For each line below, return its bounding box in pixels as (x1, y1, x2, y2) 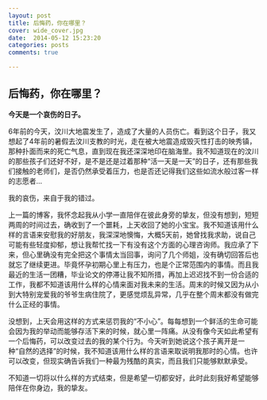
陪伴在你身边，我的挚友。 (8, 383, 92, 392)
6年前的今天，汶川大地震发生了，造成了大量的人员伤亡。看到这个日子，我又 (8, 126, 257, 136)
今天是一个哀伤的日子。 (8, 109, 85, 119)
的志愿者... (8, 176, 43, 185)
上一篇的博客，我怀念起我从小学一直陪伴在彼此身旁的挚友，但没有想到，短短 (8, 210, 259, 219)
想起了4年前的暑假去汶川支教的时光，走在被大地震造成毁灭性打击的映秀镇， (8, 136, 257, 146)
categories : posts (8, 41, 69, 49)
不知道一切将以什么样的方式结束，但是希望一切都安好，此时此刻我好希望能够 (8, 373, 259, 383)
